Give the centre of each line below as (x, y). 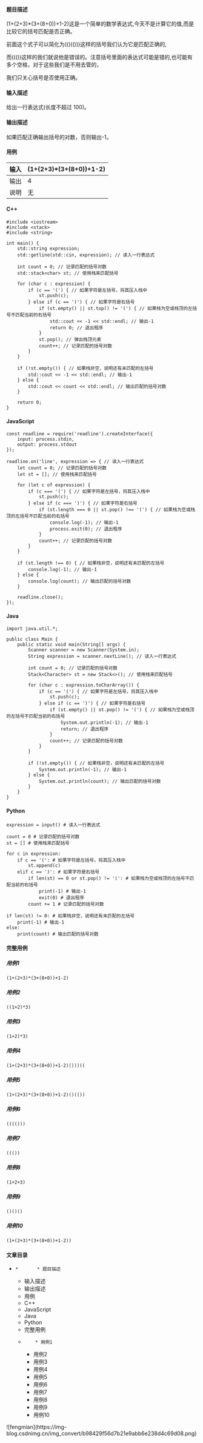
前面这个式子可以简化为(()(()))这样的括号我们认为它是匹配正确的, (86, 44)
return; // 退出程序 (85, 729)
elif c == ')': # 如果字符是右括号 (58, 872)
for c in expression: (34, 854)
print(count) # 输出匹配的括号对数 (58, 934)
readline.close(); (40, 597)
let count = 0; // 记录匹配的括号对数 (62, 468)
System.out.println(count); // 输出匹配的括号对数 (100, 782)
